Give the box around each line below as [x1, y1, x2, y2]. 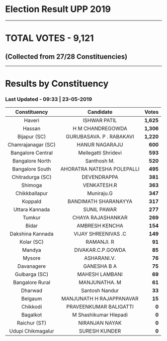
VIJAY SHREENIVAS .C [74, 230, 127, 237]
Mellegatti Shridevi [78, 150, 122, 157]
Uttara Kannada [13, 206, 50, 213]
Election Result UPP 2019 [5, 3, 111, 15]
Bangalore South [12, 166, 51, 172]
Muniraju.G [87, 190, 113, 197]
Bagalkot [21, 312, 42, 319]
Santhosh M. [85, 158, 115, 165]
